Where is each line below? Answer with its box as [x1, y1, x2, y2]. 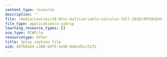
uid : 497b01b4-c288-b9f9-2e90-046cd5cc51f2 [5, 44, 97, 49]
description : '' [5, 12, 39, 17]
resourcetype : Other [5, 35, 48, 40]
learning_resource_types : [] [5, 26, 66, 31]
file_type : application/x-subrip [5, 21, 75, 26]
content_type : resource [5, 7, 55, 12]
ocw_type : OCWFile [5, 30, 43, 35]
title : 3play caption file [5, 40, 61, 45]
